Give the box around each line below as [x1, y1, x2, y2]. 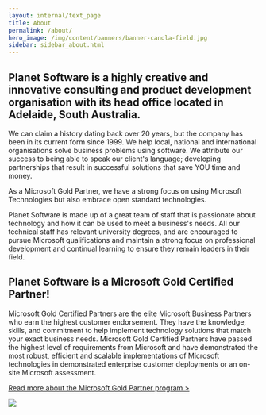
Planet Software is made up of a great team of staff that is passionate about [8, 209, 256, 219]
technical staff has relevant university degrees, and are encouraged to [8, 227, 238, 236]
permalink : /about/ [8, 26, 73, 34]
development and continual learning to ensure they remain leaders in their [8, 244, 250, 253]
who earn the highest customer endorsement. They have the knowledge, [8, 317, 247, 326]
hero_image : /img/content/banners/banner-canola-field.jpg [8, 33, 208, 42]
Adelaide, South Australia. [8, 108, 141, 121]
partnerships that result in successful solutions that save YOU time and [8, 162, 241, 171]
